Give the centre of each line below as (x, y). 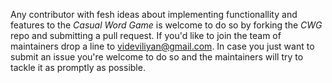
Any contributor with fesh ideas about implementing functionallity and (154, 14)
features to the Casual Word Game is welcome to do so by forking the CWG (166, 25)
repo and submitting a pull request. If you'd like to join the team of (146, 35)
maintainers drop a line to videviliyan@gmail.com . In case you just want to (162, 46)
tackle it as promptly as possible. (78, 67)
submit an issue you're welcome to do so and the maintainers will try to (157, 57)
